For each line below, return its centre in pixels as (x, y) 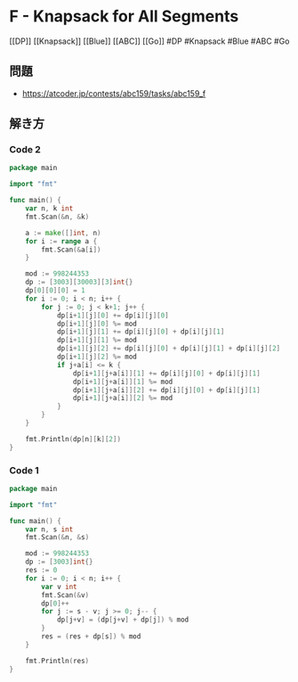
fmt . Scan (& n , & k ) (57, 217)
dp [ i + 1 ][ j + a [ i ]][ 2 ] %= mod (123, 399)
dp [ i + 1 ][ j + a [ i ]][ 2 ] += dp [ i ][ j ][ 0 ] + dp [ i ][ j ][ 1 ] (166, 390)
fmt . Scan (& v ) (65, 595)
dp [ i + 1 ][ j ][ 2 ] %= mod (97, 357)
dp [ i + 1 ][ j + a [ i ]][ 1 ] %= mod (123, 382)
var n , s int (49, 529)
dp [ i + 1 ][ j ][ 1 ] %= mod (97, 341)
